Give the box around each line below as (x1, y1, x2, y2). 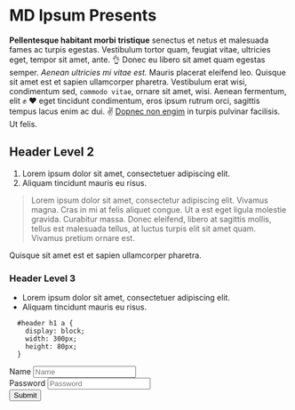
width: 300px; (25, 334, 77, 343)
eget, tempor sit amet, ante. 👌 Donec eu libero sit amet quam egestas (9, 54, 266, 65)
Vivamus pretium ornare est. (30, 232, 135, 243)
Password (9, 378, 46, 389)
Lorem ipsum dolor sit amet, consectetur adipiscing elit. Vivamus (30, 195, 268, 205)
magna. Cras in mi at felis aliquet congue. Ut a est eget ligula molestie (30, 204, 287, 214)
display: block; (25, 326, 86, 336)
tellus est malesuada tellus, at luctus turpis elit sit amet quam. (30, 223, 256, 234)
